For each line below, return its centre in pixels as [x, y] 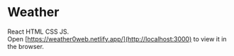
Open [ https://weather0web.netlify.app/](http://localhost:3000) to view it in [117, 38]
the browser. [26, 46]
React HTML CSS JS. [38, 31]
